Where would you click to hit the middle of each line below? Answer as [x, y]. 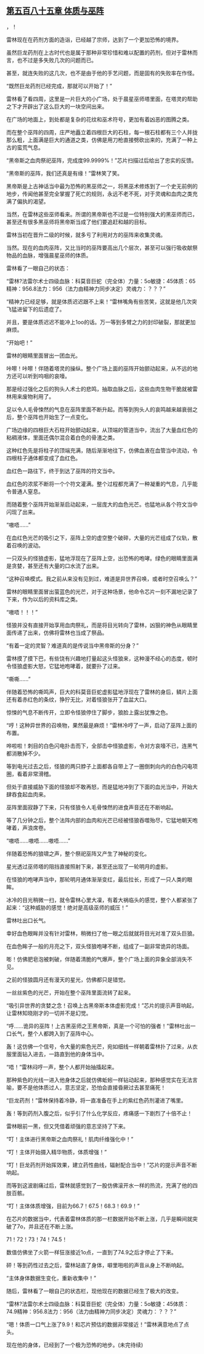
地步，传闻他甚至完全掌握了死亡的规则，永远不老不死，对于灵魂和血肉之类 [99, 194]
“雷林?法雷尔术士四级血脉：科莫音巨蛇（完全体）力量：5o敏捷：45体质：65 [101, 281]
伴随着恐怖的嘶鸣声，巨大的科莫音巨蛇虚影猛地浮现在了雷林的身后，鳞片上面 [102, 692]
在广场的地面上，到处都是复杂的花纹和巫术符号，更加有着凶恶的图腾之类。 [99, 119]
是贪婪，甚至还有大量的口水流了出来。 [54, 566]
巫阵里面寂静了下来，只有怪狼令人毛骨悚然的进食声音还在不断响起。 [91, 807]
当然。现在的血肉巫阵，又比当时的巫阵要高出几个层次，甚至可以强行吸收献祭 [102, 247]
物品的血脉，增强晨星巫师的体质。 [49, 255]
